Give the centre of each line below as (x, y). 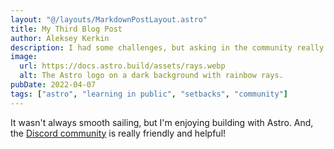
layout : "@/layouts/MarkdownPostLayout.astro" (109, 19)
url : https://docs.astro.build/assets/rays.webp (122, 66)
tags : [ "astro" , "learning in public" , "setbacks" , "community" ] (149, 94)
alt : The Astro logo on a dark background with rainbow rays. (151, 76)
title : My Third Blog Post (66, 29)
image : (24, 57)
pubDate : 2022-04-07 (53, 85)
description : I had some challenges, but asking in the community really (167, 47)
